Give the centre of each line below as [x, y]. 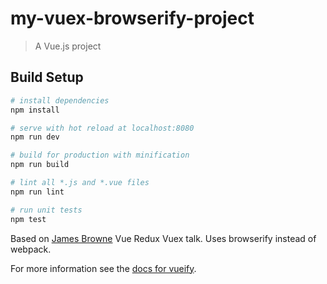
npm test [28, 219]
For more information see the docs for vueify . [103, 268]
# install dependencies [60, 100]
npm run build [40, 165]
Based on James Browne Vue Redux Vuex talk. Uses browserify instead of [163, 238]
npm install [35, 110]
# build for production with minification [100, 155]
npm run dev [35, 137]
